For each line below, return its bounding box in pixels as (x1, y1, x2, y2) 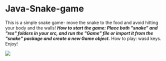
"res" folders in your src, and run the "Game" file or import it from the (5, 30, 153, 36)
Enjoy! (5, 40, 18, 46)
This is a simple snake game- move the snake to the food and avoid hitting (5, 19, 158, 25)
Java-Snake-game (5, 3, 84, 14)
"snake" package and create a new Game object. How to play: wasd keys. (5, 35, 161, 41)
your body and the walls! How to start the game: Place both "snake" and (5, 24, 158, 30)
